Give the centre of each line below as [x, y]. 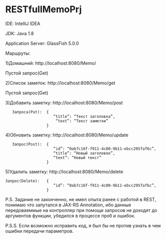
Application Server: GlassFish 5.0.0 [42, 43]
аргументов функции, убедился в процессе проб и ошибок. [70, 216]
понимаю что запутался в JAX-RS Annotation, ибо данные [68, 205]
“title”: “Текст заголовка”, [84, 116]
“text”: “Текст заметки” [82, 121]
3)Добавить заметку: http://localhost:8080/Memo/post [64, 103]
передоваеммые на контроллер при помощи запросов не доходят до [81, 210]
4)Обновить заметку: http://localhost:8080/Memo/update [67, 135]
